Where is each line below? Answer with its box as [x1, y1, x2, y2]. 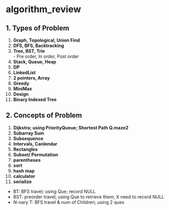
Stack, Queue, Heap [13, 59, 56, 64]
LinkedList [13, 69, 36, 76]
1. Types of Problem [6, 24, 70, 32]
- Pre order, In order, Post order [13, 53, 79, 59]
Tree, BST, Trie [13, 48, 45, 54]
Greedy [13, 80, 29, 86]
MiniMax [13, 86, 32, 92]
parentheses [13, 157, 41, 163]
